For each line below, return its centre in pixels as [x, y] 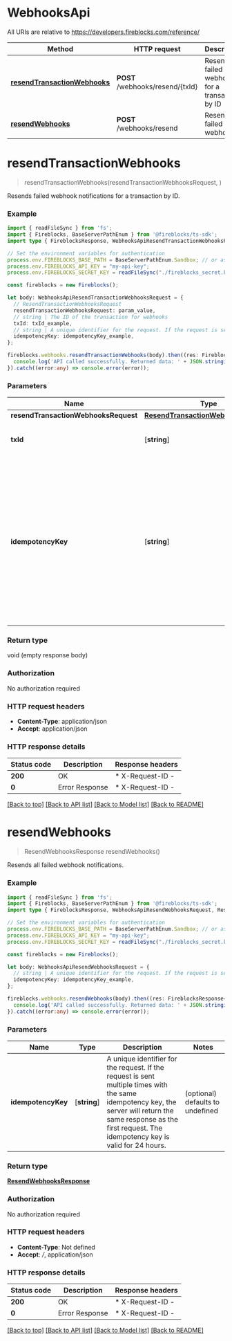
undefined [202, 1111]
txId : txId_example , [43, 323]
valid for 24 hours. [136, 1145]
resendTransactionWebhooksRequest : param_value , [85, 310]
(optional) [201, 1093]
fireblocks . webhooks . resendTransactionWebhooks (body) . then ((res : [103, 355]
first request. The [135, 1128]
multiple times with [137, 1084]
